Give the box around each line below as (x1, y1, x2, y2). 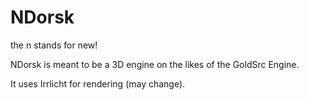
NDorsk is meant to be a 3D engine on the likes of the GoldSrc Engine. (10, 58, 300, 70)
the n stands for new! (10, 39, 98, 51)
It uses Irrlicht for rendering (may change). (10, 77, 186, 90)
